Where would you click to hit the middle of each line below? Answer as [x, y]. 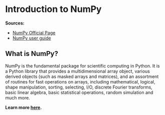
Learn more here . [24, 107]
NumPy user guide [32, 38]
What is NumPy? [32, 54]
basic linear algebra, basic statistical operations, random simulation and [79, 92]
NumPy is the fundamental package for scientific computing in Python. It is [82, 65]
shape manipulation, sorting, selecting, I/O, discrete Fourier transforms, [79, 87]
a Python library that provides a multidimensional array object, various [78, 71]
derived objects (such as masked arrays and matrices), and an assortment [82, 76]
